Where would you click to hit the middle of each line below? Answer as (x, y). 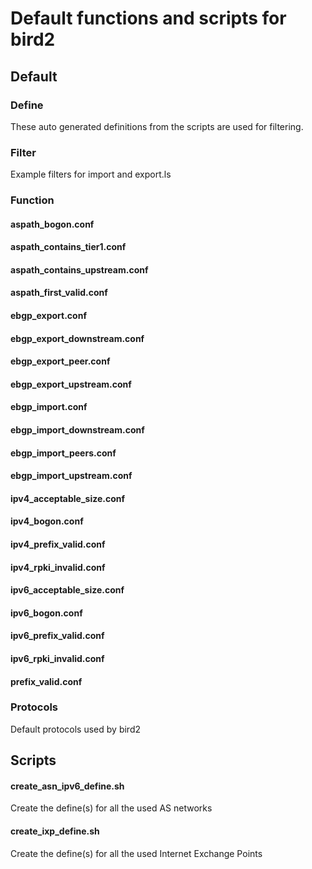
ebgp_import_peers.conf (63, 453)
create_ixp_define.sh (55, 831)
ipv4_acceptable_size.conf (68, 498)
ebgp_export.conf (48, 316)
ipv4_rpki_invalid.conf (58, 567)
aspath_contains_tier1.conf (68, 247)
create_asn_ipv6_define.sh (67, 786)
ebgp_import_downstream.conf (77, 430)
